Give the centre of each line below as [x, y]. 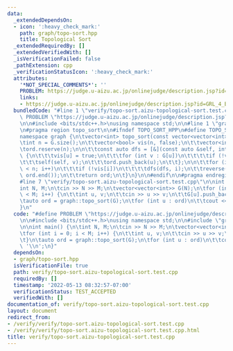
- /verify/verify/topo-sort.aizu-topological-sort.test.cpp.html [103, 330]
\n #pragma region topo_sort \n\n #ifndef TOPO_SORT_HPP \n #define [113, 130]
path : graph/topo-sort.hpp [59, 33]
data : [15, 14]
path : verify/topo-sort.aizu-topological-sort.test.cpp [96, 272]
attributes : [31, 78]
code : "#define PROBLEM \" [52, 214]
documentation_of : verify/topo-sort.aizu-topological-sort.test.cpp [108, 304]
